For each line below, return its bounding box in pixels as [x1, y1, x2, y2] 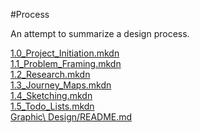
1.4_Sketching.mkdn [10, 90, 93, 101]
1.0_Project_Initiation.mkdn [10, 47, 120, 59]
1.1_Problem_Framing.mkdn [10, 58, 122, 69]
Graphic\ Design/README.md [10, 111, 133, 123]
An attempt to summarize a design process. [10, 28, 190, 39]
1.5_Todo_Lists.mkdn [10, 100, 95, 112]
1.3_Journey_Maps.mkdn [10, 79, 112, 91]
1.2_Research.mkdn [10, 69, 91, 80]
